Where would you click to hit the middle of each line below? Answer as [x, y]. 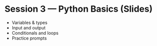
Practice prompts [29, 38]
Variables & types [30, 23]
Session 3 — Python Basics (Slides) [79, 9]
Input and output [29, 27]
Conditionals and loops [35, 33]
